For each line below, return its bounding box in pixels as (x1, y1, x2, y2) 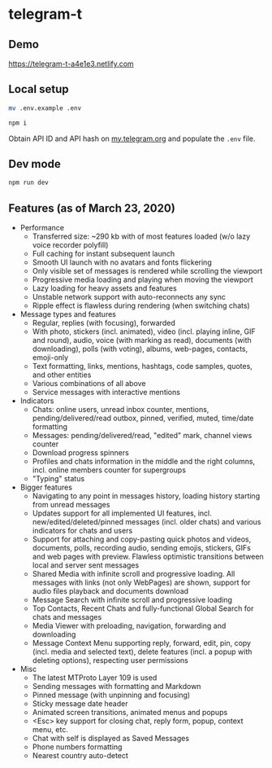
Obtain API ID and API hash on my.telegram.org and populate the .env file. (8, 134, 256, 143)
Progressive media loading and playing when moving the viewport (32, 274, 253, 285)
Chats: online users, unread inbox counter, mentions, (32, 405, 209, 415)
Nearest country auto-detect (32, 751, 128, 761)
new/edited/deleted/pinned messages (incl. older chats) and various (32, 517, 261, 527)
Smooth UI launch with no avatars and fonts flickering (32, 257, 213, 267)
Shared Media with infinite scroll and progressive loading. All (32, 569, 235, 579)
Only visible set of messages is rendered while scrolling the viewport (32, 266, 263, 276)
